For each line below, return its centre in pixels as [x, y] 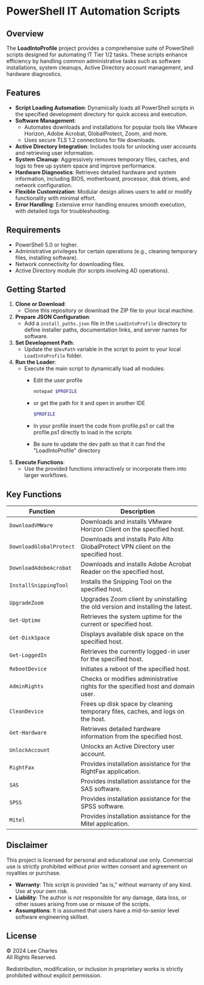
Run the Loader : [36, 362]
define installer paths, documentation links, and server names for [105, 330]
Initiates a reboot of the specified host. [135, 669]
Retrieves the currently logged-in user [135, 651]
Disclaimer [27, 845]
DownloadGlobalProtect [42, 547]
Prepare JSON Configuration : [53, 317]
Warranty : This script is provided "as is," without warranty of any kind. [104, 884]
